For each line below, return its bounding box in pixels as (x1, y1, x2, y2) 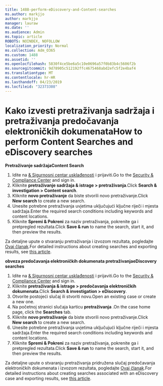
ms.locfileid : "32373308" (5, 84, 57, 89)
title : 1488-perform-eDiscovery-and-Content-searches (5, 7, 117, 12)
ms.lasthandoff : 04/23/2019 (5, 79, 62, 84)
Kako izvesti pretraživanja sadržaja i (5, 105, 155, 116)
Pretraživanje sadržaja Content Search (5, 163, 84, 169)
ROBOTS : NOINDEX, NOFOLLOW (5, 39, 60, 44)
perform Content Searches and (5, 136, 133, 147)
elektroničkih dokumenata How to (5, 126, 143, 137)
